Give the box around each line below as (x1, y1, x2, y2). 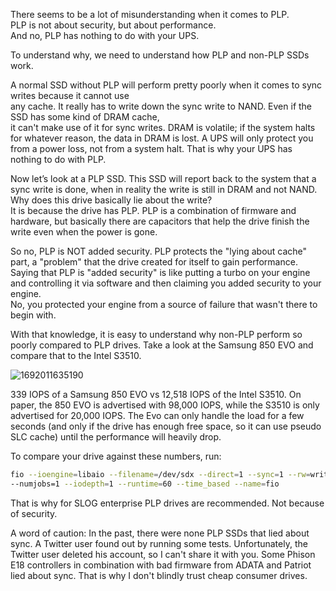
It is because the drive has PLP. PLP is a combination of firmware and (10, 205, 297, 216)
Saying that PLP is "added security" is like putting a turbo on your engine (10, 267, 311, 278)
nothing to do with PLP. (10, 154, 107, 165)
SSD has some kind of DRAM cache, (10, 111, 160, 123)
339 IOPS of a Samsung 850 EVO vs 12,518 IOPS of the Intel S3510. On (10, 389, 302, 400)
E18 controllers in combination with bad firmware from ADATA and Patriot (10, 559, 312, 571)
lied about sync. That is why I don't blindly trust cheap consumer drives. (10, 569, 308, 581)
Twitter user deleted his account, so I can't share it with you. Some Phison (10, 548, 316, 560)
